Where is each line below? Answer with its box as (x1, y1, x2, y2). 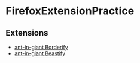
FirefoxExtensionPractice (5, 4, 135, 18)
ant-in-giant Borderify (14, 43, 68, 51)
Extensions (5, 28, 48, 38)
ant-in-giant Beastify (14, 50, 66, 57)
